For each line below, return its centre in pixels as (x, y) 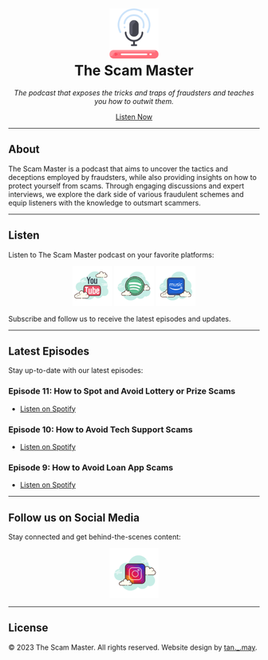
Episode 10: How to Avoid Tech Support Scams (100, 430)
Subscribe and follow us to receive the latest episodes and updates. (120, 318)
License (28, 628)
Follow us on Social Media (74, 517)
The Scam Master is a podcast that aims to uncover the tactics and (118, 169)
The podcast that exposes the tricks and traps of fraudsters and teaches (134, 93)
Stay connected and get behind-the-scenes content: (95, 537)
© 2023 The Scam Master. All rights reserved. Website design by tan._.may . (133, 647)
